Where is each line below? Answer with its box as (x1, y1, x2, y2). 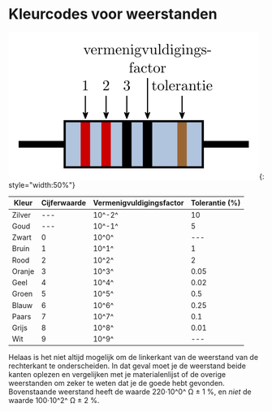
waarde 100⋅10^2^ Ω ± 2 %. (8, 395, 100, 405)
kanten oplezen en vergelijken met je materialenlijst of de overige (8, 369, 227, 379)
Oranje (11, 266, 35, 276)
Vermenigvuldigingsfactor (93, 198, 184, 208)
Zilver (11, 210, 31, 219)
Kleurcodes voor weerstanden (8, 5, 218, 24)
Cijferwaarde (41, 198, 87, 208)
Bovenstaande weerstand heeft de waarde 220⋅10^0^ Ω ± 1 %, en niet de (8, 387, 252, 397)
